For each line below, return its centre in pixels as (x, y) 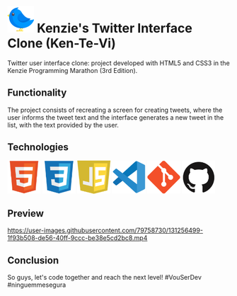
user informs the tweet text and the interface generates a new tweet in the (116, 117)
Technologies (38, 147)
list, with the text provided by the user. (63, 125)
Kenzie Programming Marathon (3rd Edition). (73, 70)
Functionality (37, 93)
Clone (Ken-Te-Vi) (62, 44)
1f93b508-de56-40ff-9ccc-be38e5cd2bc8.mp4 (77, 238)
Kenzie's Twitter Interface (114, 29)
